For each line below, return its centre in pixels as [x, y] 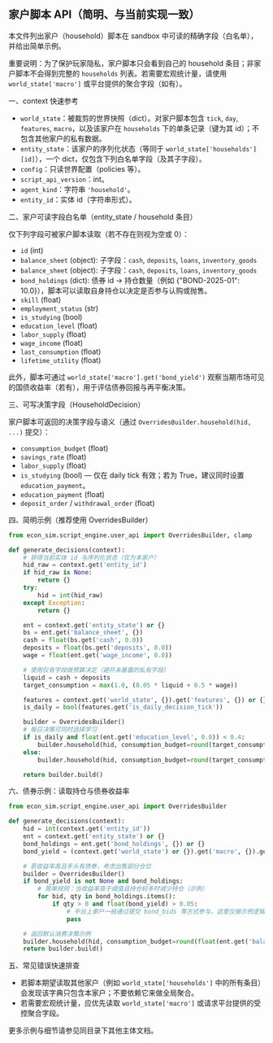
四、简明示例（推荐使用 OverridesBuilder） [80, 520]
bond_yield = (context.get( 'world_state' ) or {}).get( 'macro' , [132, 851]
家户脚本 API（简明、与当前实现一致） [104, 15]
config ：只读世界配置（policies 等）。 [82, 168]
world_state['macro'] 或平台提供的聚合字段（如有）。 [97, 83]
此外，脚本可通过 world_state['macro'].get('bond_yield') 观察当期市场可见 [136, 377]
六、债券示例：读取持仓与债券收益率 [69, 791]
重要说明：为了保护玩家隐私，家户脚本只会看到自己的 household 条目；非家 [135, 63]
